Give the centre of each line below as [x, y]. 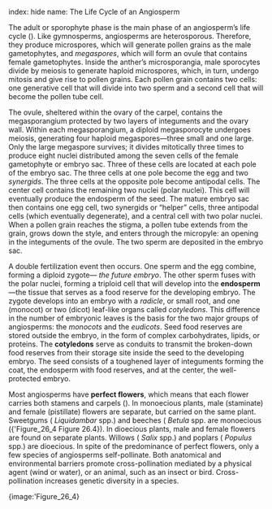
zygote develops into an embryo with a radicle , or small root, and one [124, 301]
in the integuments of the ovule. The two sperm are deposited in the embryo [136, 242]
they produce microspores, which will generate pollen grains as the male [130, 45]
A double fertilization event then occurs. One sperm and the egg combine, [133, 266]
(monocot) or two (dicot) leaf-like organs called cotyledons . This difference [134, 309]
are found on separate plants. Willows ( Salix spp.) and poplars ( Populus [130, 437]
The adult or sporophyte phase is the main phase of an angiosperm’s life [130, 27]
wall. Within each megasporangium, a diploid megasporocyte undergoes [130, 130]
